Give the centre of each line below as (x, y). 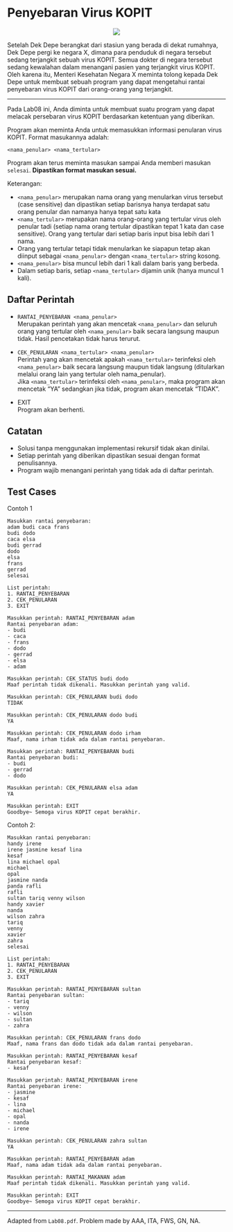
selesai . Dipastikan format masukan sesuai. (72, 170)
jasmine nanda (28, 880)
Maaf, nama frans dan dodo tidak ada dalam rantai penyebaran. (101, 1044)
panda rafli (24, 886)
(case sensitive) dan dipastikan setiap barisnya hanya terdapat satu (113, 204)
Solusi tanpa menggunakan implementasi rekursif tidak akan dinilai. (113, 448)
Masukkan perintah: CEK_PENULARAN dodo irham (74, 733)
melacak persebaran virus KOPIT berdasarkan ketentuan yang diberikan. (111, 116)
